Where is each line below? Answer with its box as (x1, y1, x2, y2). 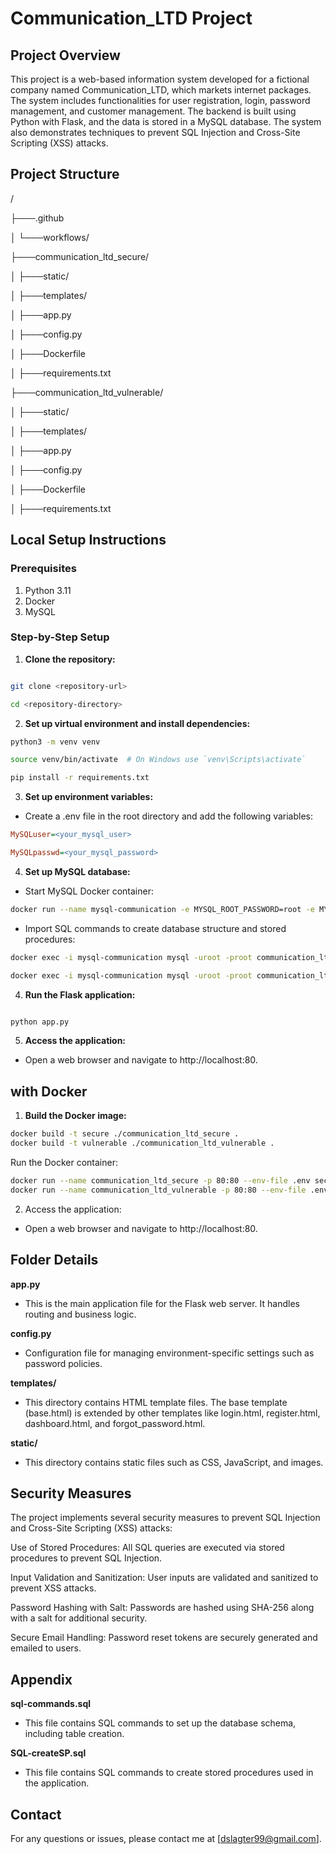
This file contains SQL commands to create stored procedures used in (24, 1767, 314, 1779)
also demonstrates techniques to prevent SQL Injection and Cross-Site (10, 127, 301, 138)
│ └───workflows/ (10, 231, 90, 243)
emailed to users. (10, 1642, 82, 1654)
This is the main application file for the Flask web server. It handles (24, 1297, 300, 1309)
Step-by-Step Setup (10, 630, 110, 644)
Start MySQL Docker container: (24, 885, 154, 897)
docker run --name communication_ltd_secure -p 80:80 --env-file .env (10, 1175, 311, 1186)
